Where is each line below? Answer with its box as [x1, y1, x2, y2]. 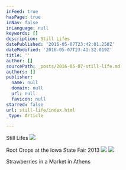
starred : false [6, 101, 44, 108]
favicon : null [11, 96, 46, 102]
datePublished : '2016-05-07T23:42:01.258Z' [6, 42, 115, 48]
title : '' [6, 52, 31, 58]
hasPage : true [6, 14, 41, 20]
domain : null [11, 85, 44, 91]
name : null [11, 80, 38, 86]
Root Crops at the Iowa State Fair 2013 [6, 146, 100, 154]
